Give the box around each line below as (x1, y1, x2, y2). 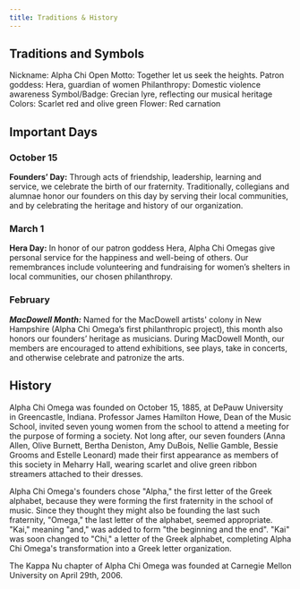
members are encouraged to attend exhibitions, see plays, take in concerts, (9, 342, 288, 354)
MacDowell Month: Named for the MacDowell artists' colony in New (9, 314, 262, 325)
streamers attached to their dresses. (9, 468, 143, 479)
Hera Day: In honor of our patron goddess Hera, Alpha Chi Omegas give (9, 243, 276, 253)
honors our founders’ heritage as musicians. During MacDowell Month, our (9, 333, 285, 344)
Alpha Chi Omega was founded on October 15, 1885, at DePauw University (9, 402, 284, 413)
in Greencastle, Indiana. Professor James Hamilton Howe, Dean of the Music (9, 411, 292, 422)
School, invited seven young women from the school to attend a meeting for (9, 421, 289, 431)
